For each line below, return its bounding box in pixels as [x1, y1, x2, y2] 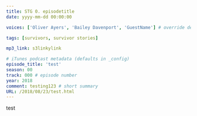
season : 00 [6, 67, 33, 73]
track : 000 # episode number [6, 72, 77, 78]
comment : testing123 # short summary [6, 83, 98, 89]
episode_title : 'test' [6, 62, 62, 68]
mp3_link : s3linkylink [6, 45, 62, 51]
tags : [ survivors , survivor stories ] [6, 35, 98, 41]
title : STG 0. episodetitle [6, 8, 75, 15]
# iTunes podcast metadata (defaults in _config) [6, 56, 130, 62]
